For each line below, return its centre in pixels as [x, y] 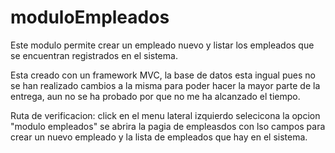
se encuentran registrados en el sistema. [94, 55]
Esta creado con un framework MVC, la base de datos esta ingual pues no [163, 75]
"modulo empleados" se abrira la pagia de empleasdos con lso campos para [168, 126]
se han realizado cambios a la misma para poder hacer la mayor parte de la [165, 85]
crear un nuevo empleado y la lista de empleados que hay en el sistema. [159, 137]
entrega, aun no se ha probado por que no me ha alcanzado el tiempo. [155, 96]
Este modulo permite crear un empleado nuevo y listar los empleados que [162, 45]
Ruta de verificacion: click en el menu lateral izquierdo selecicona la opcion [165, 115]
